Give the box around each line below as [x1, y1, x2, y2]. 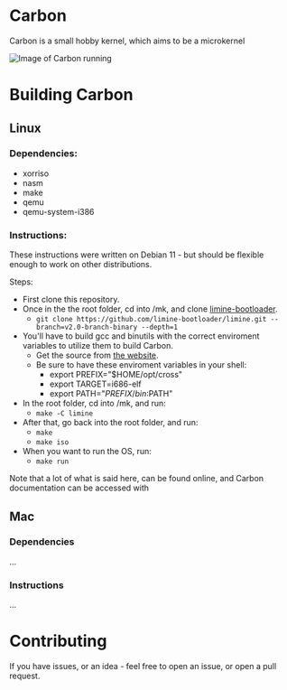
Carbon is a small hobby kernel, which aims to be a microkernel [9, 35, 245, 46]
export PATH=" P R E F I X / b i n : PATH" [49, 388, 173, 399]
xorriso [22, 168, 50, 179]
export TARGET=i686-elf [49, 378, 142, 389]
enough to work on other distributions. [9, 259, 153, 270]
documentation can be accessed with [9, 482, 150, 493]
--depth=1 [141, 322, 179, 332]
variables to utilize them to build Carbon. [22, 340, 173, 351]
